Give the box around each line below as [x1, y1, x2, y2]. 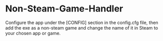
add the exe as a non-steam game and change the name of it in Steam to [5, 24, 158, 30]
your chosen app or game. [5, 30, 61, 36]
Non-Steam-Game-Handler [5, 3, 123, 14]
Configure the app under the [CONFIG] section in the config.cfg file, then [5, 19, 159, 25]
